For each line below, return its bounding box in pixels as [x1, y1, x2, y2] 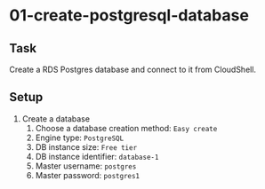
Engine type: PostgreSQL [35, 132, 124, 143]
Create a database [21, 113, 91, 124]
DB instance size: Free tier [35, 141, 138, 152]
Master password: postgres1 [35, 169, 141, 180]
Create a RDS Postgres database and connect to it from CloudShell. [9, 64, 256, 75]
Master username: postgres [35, 161, 137, 171]
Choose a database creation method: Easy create [35, 122, 218, 133]
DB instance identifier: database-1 [35, 151, 159, 161]
